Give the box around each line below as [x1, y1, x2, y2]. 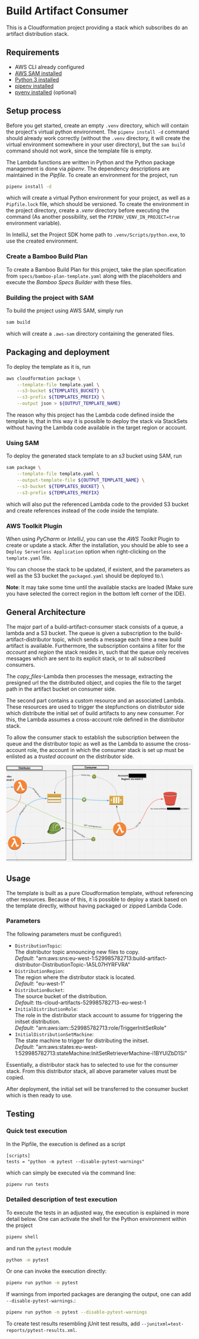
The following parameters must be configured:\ [6, 930, 122, 937]
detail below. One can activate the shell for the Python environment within [6, 1215, 187, 1222]
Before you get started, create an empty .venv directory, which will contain [6, 122, 189, 129]
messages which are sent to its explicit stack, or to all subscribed [6, 654, 166, 662]
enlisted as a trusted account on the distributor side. [6, 753, 135, 760]
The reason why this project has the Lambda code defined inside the [6, 411, 175, 418]
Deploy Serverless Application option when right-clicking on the [6, 548, 166, 555]
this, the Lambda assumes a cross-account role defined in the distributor [6, 716, 185, 723]
